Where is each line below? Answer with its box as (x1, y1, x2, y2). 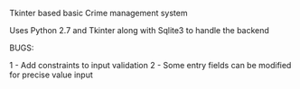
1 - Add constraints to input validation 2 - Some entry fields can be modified (9, 60, 292, 70)
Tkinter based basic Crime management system (9, 8, 188, 18)
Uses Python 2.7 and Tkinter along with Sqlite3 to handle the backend (9, 25, 269, 35)
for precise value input (9, 69, 93, 80)
